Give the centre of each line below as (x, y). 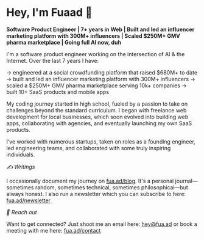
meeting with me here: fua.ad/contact (54, 230)
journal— (186, 181)
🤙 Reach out (22, 212)
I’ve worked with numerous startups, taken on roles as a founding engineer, (101, 141)
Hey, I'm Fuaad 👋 (49, 13)
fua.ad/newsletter (28, 200)
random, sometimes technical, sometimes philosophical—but (112, 187)
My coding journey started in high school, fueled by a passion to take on (97, 104)
